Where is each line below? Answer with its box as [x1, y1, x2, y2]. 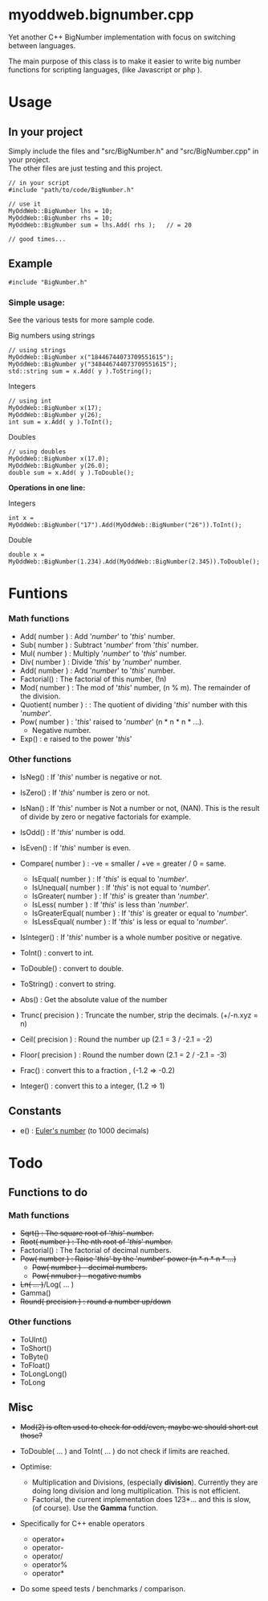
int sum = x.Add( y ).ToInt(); [8, 418, 113, 427]
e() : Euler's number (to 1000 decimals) [19, 1125, 150, 1135]
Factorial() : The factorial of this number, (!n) [19, 674, 167, 684]
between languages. [8, 40, 76, 50]
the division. [19, 691, 61, 701]
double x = [8, 551, 45, 559]
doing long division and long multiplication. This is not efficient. [31, 1485, 241, 1496]
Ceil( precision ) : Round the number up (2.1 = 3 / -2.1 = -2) [19, 1034, 213, 1044]
